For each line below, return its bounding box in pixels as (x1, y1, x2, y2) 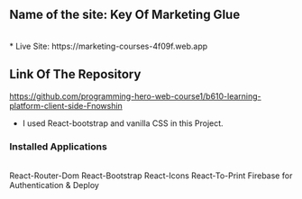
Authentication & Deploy (9, 179, 99, 190)
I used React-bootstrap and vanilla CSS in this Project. (22, 117, 224, 129)
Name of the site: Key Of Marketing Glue (9, 7, 241, 23)
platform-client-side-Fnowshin (9, 100, 124, 111)
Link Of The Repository (9, 67, 142, 82)
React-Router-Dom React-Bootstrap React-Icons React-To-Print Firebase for (9, 170, 293, 181)
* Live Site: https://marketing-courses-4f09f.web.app (9, 41, 208, 51)
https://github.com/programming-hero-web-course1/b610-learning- (9, 90, 261, 102)
